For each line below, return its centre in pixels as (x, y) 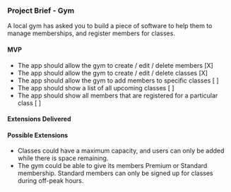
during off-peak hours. (51, 181)
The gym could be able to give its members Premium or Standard (112, 166)
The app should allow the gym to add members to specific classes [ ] (118, 80)
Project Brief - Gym (41, 11)
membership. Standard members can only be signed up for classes (115, 173)
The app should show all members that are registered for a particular (118, 95)
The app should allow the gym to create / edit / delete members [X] (115, 65)
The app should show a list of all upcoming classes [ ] (96, 88)
